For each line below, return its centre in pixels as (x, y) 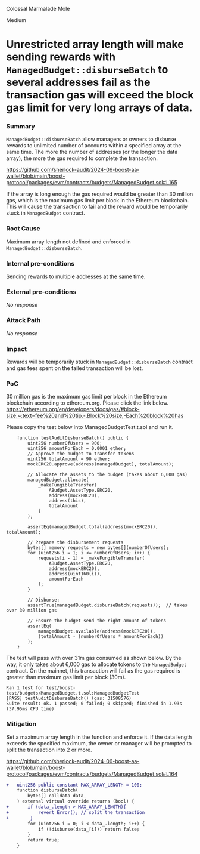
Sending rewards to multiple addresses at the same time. (76, 276)
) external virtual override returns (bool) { (76, 801)
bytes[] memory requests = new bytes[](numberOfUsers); (98, 548)
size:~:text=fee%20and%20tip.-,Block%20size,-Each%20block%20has (95, 416)
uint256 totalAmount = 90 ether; (69, 459)
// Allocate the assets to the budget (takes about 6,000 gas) (107, 475)
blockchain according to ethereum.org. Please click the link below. (87, 403)
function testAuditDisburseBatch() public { (73, 438)
